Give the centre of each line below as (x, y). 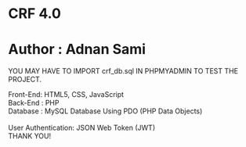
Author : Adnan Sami (77, 50)
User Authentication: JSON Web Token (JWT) (82, 128)
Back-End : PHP (34, 103)
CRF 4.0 (34, 14)
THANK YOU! (30, 136)
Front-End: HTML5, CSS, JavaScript (66, 95)
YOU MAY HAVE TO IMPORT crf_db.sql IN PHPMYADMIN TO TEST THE (123, 71)
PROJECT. (25, 80)
